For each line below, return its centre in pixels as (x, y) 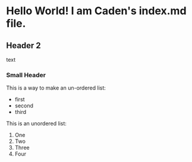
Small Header (26, 75)
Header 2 (24, 45)
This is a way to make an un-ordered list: (56, 88)
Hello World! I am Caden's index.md (96, 11)
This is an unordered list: (37, 123)
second (24, 106)
